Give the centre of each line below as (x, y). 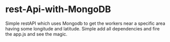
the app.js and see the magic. (37, 34)
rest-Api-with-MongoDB (58, 9)
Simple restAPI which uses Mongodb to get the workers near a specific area (85, 23)
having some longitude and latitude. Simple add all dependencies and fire (82, 28)
